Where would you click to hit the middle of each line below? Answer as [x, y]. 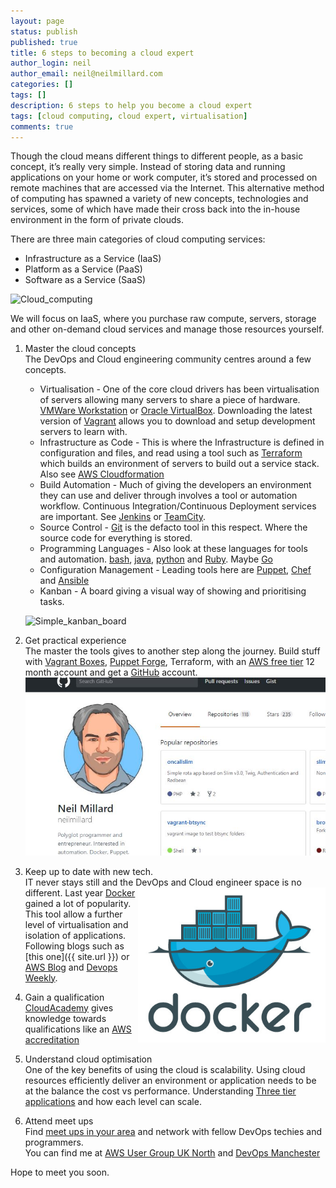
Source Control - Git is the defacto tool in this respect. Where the [173, 527]
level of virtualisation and [76, 924]
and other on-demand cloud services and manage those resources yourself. [167, 329]
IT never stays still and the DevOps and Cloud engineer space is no [163, 882]
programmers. [54, 1142]
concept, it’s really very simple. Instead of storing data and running [148, 167]
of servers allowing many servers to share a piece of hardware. [170, 400]
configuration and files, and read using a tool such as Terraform [171, 453]
